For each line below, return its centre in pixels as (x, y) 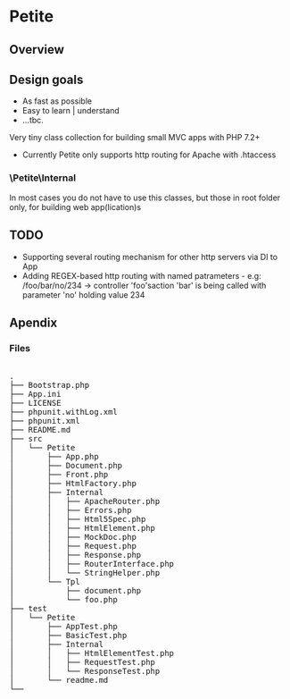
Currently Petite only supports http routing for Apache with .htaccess (149, 155)
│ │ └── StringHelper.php (85, 573)
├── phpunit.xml (45, 421)
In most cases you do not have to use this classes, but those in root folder (145, 198)
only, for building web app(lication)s (75, 206)
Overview (37, 50)
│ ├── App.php (54, 457)
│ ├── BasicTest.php (68, 636)
